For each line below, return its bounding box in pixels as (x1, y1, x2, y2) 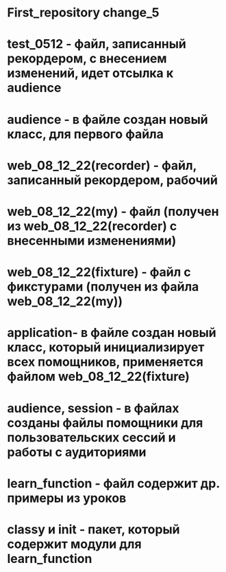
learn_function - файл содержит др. (7, 476, 221, 491)
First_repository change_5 (7, 5, 160, 21)
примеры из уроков (7, 490, 127, 506)
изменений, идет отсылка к (7, 65, 174, 81)
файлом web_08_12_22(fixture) (7, 369, 190, 384)
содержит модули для (7, 536, 142, 551)
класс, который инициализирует (7, 340, 205, 355)
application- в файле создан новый (7, 325, 217, 341)
